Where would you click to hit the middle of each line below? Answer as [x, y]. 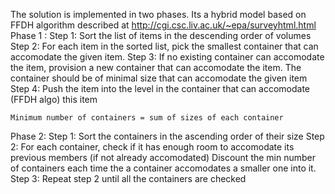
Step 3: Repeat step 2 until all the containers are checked [128, 178]
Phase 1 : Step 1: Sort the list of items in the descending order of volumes [161, 35]
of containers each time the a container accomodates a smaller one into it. [163, 168]
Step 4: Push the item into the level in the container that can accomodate [160, 88]
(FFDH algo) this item [54, 99]
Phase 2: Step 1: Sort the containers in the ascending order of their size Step [167, 136]
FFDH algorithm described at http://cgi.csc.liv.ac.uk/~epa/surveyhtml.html [163, 25]
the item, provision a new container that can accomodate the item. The [156, 67]
